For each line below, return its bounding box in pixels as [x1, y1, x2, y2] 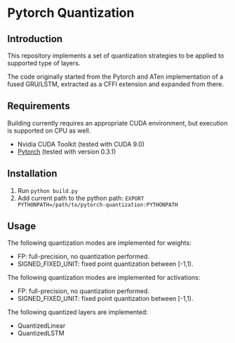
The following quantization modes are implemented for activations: [7, 274, 201, 282]
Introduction [7, 33, 63, 45]
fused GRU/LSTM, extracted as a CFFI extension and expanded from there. [7, 80, 224, 88]
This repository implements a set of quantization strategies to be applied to [7, 51, 224, 60]
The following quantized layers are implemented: [7, 308, 149, 316]
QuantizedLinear [17, 321, 66, 330]
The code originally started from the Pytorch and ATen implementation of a [7, 72, 224, 81]
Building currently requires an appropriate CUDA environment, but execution [7, 119, 228, 127]
